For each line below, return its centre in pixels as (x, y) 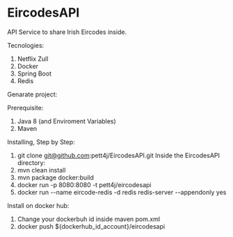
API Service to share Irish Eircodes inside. (67, 32)
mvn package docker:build (55, 177)
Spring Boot (34, 73)
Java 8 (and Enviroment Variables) (66, 121)
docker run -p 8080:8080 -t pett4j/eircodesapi (84, 184)
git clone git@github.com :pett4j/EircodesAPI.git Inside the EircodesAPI (119, 155)
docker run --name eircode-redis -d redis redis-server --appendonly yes (122, 192)
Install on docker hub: (38, 205)
